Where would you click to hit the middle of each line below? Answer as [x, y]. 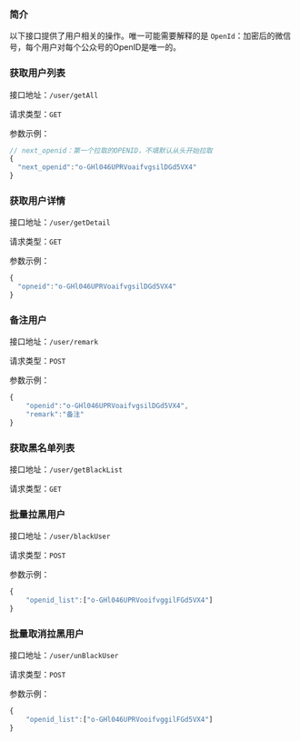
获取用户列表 [38, 73]
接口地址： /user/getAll [54, 95]
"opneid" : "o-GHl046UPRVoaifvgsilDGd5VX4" [97, 287]
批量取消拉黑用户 [47, 634]
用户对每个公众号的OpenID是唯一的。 [111, 47]
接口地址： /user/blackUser [60, 536]
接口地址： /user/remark [54, 342]
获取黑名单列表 [42, 447]
